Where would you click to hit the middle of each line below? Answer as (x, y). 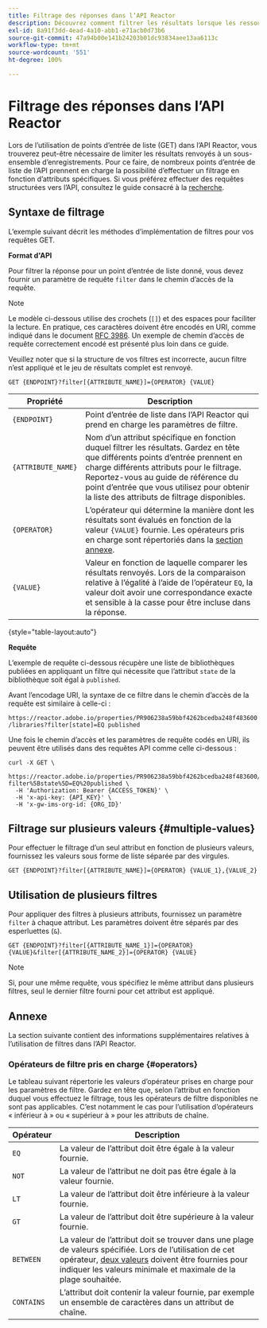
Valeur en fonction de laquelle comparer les (166, 563)
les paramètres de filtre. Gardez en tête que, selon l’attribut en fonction (124, 1090)
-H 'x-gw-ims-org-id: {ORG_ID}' (69, 804)
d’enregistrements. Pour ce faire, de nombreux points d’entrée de (149, 162)
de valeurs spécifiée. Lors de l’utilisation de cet (147, 1250)
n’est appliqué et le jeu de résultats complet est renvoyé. (101, 367)
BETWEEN (27, 1260)
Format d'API (30, 255)
